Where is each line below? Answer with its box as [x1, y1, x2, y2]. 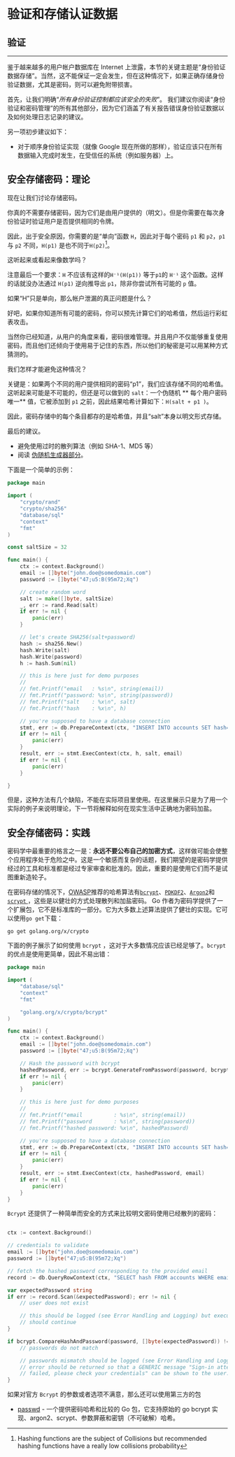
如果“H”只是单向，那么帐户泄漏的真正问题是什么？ [7, 294, 152, 303]
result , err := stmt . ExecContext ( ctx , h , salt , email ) [20, 750, 183, 758]
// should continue [20, 1319, 77, 1326]
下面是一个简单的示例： [7, 466, 75, 474]
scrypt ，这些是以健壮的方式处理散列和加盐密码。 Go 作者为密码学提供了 [7, 897, 218, 905]
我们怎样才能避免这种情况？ [7, 365, 87, 374]
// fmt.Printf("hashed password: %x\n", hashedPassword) [20, 1124, 190, 1132]
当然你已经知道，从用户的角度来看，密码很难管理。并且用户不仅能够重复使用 [7, 333, 228, 341]
